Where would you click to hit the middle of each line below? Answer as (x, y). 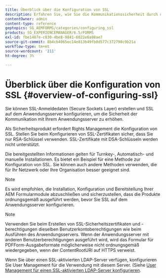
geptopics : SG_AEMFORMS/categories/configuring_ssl (59, 28)
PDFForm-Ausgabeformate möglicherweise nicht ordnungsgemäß (72, 245)
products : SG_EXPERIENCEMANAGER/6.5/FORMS (49, 33)
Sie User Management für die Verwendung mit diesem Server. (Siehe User (81, 265)
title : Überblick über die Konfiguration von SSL (57, 10)
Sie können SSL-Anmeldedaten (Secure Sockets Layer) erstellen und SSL (80, 109)
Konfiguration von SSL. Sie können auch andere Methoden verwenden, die (81, 165)
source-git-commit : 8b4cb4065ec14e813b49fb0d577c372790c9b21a (70, 42)
